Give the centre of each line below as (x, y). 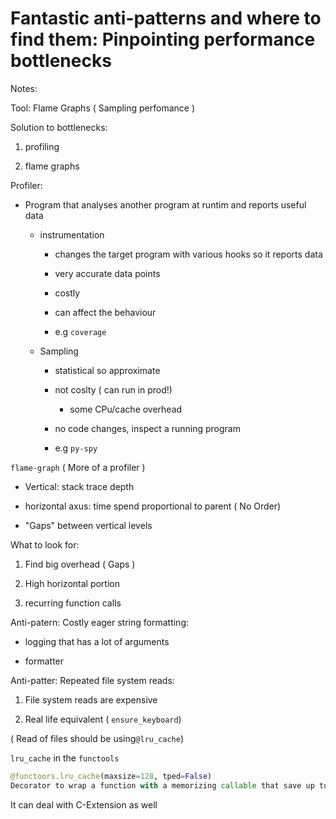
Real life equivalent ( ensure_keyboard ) (103, 719)
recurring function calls (73, 603)
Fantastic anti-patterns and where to (166, 18)
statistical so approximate (107, 370)
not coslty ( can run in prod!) (113, 389)
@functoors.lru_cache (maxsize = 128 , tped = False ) (111, 776)
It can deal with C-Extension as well (84, 804)
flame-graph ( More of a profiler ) (78, 467)
